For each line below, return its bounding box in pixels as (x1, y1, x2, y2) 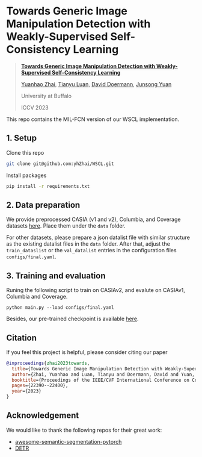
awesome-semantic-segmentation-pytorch (14, 438, 122, 445)
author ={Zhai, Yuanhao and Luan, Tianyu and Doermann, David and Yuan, (11, 372, 195, 378)
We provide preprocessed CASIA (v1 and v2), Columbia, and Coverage (6, 216, 181, 223)
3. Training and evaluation (6, 270, 106, 281)
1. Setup (6, 133, 37, 143)
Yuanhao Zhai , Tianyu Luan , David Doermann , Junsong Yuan (20, 80, 172, 88)
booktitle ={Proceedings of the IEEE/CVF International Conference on (11, 377, 189, 383)
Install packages (6, 172, 47, 179)
